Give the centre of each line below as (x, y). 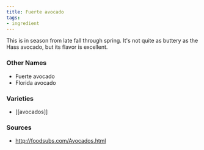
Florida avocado (35, 82)
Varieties (20, 98)
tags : (13, 18)
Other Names (27, 63)
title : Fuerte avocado (35, 12)
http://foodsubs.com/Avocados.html (60, 141)
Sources (19, 127)
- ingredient (23, 23)
